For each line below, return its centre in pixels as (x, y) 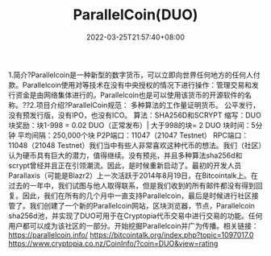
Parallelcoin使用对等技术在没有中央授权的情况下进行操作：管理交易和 (137, 85)
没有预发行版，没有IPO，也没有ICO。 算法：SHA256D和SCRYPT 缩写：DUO (135, 115)
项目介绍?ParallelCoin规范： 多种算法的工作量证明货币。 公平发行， (148, 105)
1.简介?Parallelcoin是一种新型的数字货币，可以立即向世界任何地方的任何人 (131, 75)
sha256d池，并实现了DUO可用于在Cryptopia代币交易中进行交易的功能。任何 (135, 216)
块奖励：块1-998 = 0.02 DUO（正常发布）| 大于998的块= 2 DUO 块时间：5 (132, 125)
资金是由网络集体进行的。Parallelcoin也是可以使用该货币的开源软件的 (130, 95)
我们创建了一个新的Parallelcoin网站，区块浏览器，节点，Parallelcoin (142, 205)
